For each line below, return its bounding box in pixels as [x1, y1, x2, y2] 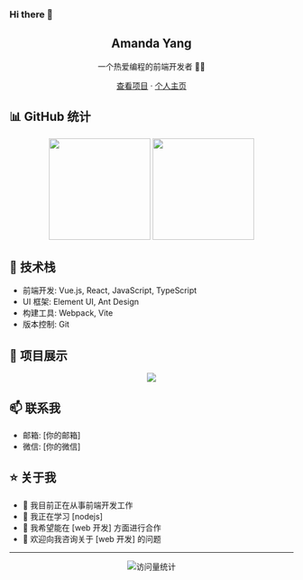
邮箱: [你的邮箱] [22, 429, 81, 440]
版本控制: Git [22, 319, 70, 330]
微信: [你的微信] [22, 441, 81, 452]
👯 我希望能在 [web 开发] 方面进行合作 [22, 522, 161, 533]
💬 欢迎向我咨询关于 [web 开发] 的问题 [22, 533, 161, 544]
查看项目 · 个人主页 [116, 80, 187, 91]
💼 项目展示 [9, 347, 68, 364]
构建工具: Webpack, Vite [22, 308, 114, 318]
